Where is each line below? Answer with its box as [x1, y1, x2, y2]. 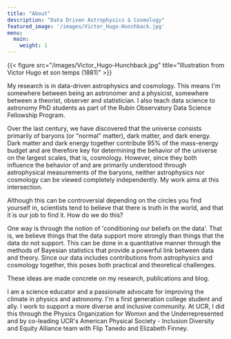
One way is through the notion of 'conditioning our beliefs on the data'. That [7, 225, 223, 232]
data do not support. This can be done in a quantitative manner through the [7, 239, 221, 247]
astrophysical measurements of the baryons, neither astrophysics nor [7, 168, 205, 176]
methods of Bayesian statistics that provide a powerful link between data [7, 246, 214, 254]
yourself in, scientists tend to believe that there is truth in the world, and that [7, 204, 224, 212]
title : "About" [7, 10, 51, 17]
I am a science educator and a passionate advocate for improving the [7, 287, 205, 296]
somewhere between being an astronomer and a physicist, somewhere [7, 89, 209, 97]
